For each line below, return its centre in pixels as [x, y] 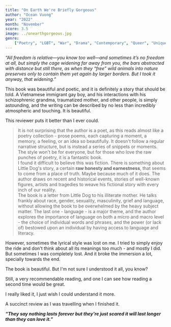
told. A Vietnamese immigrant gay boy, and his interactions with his [76, 94]
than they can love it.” [29, 319]
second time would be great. [35, 284]
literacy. [26, 233]
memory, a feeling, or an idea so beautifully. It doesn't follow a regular [91, 141]
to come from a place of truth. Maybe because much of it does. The [89, 173]
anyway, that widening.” [31, 79]
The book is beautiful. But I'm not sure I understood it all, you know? [77, 269]
